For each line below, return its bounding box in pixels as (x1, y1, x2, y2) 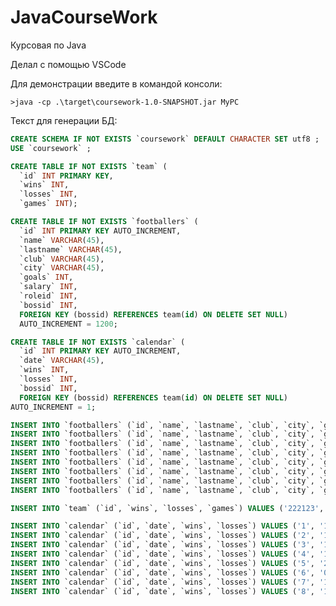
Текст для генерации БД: (10, 114, 118, 126)
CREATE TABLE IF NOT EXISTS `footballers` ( (10, 217, 199, 227)
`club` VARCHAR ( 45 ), (19, 254, 105, 264)
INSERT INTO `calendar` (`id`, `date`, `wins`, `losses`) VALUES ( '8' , (10, 586, 315, 596)
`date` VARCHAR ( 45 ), (19, 356, 105, 366)
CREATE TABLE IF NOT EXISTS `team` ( (10, 161, 168, 171)
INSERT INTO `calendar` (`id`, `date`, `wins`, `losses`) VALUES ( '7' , (10, 577, 315, 587)
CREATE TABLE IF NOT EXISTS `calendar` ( (10, 337, 186, 347)
